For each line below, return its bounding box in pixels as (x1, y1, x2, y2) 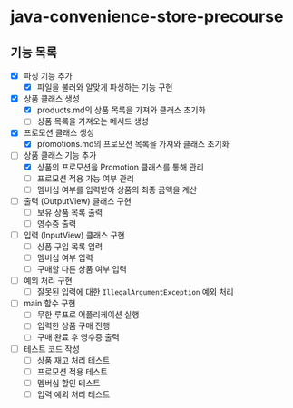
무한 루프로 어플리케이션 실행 (36, 309, 140, 320)
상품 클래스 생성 (23, 93, 80, 104)
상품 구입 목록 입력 (36, 240, 103, 251)
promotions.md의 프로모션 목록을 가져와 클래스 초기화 (36, 139, 230, 150)
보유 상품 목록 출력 (36, 207, 103, 218)
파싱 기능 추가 (23, 71, 73, 81)
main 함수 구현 (23, 297, 76, 309)
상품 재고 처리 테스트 (36, 355, 111, 365)
